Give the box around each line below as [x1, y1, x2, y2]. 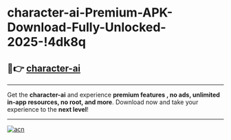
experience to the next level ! [7, 106, 89, 113]
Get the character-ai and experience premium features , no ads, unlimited [7, 91, 220, 99]
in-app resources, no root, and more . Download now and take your [7, 98, 199, 106]
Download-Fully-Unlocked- [7, 19, 166, 35]
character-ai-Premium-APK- [7, 5, 173, 21]
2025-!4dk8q [7, 34, 86, 50]
